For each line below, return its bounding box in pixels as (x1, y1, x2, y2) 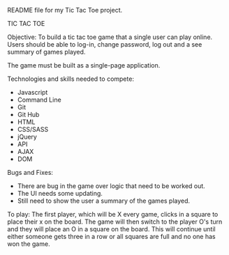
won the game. (7, 240, 50, 248)
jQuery (17, 132, 37, 141)
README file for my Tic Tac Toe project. (7, 6, 123, 14)
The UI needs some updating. (17, 190, 103, 197)
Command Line (17, 95, 61, 104)
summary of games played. (7, 48, 86, 56)
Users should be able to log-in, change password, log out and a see (7, 40, 202, 48)
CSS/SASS (17, 125, 49, 133)
